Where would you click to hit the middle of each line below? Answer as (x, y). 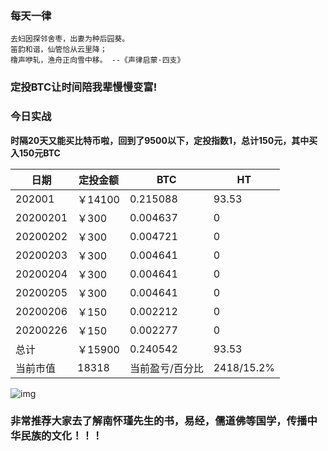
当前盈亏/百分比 (166, 368)
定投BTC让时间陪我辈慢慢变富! (84, 87)
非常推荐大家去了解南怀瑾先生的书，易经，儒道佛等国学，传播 (159, 421)
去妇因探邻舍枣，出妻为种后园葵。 (70, 39)
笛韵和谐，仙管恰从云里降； (59, 50)
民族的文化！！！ (61, 436)
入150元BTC (35, 153)
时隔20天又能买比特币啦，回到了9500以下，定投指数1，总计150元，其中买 (164, 140)
